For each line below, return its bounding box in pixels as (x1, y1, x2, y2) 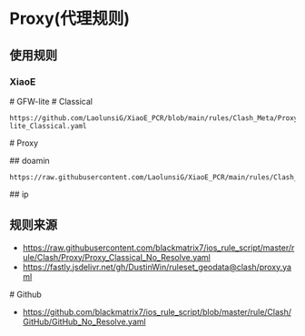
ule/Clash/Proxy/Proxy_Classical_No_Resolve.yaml (22, 251, 211, 262)
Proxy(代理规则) (9, 8, 130, 29)
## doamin (9, 155, 50, 166)
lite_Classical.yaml (9, 121, 88, 130)
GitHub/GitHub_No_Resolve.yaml (22, 316, 147, 327)
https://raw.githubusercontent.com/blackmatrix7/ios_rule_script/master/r (22, 242, 295, 253)
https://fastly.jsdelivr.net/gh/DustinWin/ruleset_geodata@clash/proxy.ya (22, 261, 292, 272)
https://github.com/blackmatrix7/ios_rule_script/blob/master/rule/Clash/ (22, 306, 292, 317)
